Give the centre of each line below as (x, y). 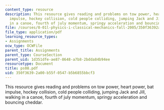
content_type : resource (29, 9)
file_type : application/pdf (34, 32)
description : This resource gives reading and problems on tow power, (78, 14)
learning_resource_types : (31, 37)
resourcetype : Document (29, 64)
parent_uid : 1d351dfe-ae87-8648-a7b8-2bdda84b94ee (58, 59)
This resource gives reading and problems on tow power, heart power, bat (79, 87)
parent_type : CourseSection (34, 55)
